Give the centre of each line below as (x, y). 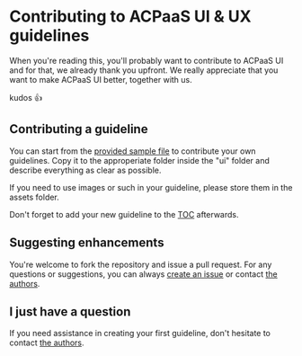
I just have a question (70, 311)
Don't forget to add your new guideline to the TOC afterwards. (124, 214)
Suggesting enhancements (87, 243)
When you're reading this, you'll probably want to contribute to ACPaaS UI (147, 60)
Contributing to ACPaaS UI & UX (130, 17)
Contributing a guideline (79, 129)
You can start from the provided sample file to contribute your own (133, 151)
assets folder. (35, 197)
